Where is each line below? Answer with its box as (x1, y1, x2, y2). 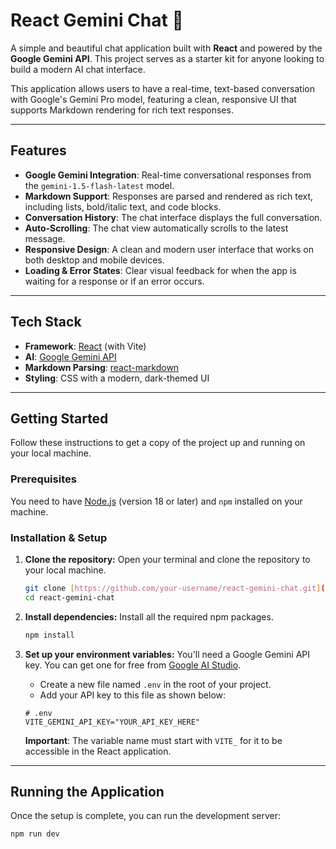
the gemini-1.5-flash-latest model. (24, 179, 175, 191)
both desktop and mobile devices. (24, 254, 165, 266)
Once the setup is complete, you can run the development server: (10, 810, 282, 822)
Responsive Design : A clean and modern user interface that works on (24, 243, 314, 255)
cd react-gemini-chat (24, 592, 115, 603)
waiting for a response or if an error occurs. (24, 275, 205, 287)
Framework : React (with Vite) (24, 340, 147, 352)
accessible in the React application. (24, 745, 172, 757)
